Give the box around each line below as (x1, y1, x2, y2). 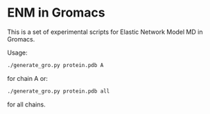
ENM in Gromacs (7, 5, 105, 21)
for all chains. (7, 100, 46, 108)
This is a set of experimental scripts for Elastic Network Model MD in (7, 28, 203, 36)
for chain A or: (7, 74, 49, 82)
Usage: (7, 48, 28, 57)
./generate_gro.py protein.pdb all (7, 88, 110, 95)
